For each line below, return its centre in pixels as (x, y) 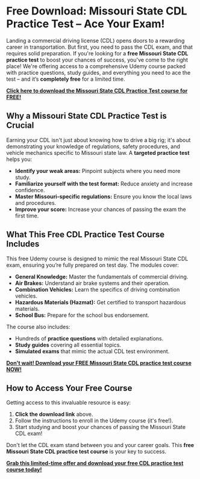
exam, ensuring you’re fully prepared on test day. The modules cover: (92, 265)
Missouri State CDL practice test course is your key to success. (86, 452)
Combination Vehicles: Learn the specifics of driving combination (97, 289)
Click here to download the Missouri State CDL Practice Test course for (97, 90)
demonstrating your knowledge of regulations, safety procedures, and (93, 146)
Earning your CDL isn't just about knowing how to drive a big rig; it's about (98, 140)
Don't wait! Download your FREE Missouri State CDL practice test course (99, 363)
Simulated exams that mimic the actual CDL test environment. (92, 351)
